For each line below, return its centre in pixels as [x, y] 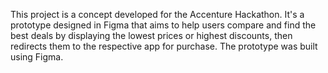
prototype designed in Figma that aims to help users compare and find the [163, 25]
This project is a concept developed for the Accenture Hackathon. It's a [157, 14]
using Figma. [37, 57]
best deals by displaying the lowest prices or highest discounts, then [151, 35]
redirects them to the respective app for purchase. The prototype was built [164, 46]
